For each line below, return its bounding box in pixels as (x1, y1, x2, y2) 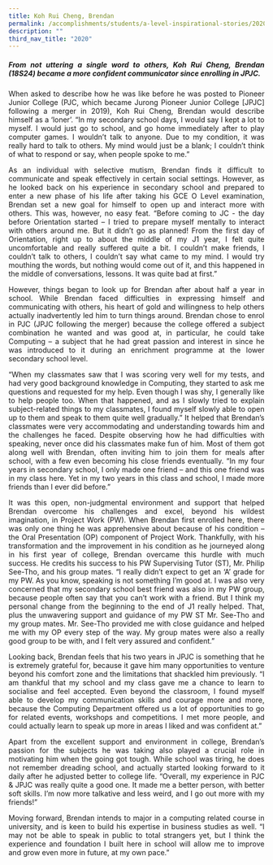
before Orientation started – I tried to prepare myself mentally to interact (8, 217, 265, 227)
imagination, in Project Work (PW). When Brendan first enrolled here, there (8, 515, 265, 525)
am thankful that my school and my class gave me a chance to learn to (8, 678, 265, 688)
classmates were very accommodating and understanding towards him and (8, 422, 265, 431)
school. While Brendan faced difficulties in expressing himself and (8, 294, 265, 304)
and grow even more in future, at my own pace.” (8, 848, 170, 858)
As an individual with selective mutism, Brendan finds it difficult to (8, 165, 265, 175)
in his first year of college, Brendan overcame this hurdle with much (8, 550, 265, 560)
